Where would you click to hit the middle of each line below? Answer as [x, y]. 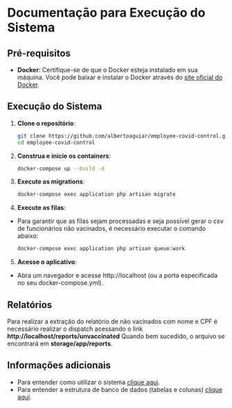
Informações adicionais [59, 365]
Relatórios [30, 305]
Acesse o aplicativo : [47, 262]
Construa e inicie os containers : [64, 156]
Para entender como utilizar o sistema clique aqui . [89, 382]
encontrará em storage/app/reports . [60, 343]
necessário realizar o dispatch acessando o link [75, 329]
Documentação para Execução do [106, 13]
